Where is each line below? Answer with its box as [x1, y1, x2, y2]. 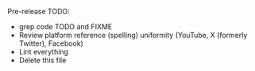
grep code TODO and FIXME [18, 22, 113, 31]
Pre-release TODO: [7, 7, 70, 16]
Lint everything [18, 47, 69, 56]
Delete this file [18, 55, 67, 65]
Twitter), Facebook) [18, 39, 84, 48]
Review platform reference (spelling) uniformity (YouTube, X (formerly [18, 31, 248, 39]
